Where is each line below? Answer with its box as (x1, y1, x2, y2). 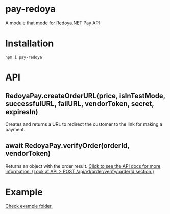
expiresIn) (5, 108, 38, 116)
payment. (5, 126, 26, 132)
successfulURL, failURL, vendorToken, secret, (5, 100, 154, 109)
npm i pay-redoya (5, 55, 42, 60)
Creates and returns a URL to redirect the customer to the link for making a (5, 121, 162, 127)
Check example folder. (5, 203, 53, 209)
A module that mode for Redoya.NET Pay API (5, 20, 100, 26)
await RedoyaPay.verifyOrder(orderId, (5, 141, 130, 150)
